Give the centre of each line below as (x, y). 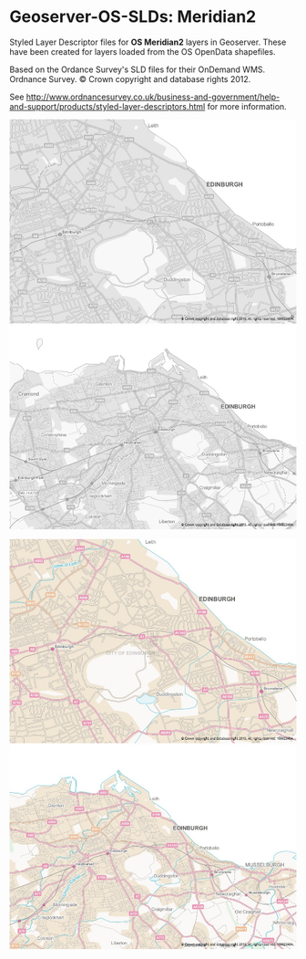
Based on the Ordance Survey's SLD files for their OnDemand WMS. (138, 69)
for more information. (247, 106)
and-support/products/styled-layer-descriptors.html (107, 106)
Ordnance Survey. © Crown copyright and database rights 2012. (130, 78)
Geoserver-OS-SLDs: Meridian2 (133, 17)
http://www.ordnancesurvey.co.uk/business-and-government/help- (153, 97)
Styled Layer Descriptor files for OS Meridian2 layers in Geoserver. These (148, 42)
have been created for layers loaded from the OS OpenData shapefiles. (143, 51)
